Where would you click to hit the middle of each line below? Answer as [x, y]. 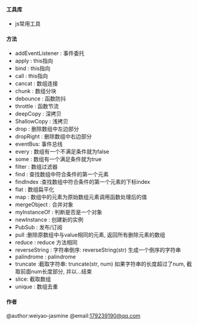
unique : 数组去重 [37, 287]
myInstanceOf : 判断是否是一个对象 [59, 212]
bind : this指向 [33, 68]
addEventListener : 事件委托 [49, 53]
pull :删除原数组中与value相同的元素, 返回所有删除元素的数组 [90, 235]
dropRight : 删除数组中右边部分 [53, 137]
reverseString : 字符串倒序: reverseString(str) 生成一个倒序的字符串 [98, 250]
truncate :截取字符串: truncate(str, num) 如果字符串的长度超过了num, [100, 264]
